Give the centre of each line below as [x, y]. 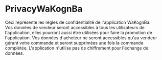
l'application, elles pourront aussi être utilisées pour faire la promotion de [79, 32]
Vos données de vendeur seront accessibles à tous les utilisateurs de [75, 27]
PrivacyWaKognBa [44, 9]
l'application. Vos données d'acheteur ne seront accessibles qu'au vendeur [81, 38]
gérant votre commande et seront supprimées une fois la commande [74, 43]
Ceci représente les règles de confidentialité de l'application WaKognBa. [78, 22]
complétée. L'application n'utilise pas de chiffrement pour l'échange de [77, 48]
